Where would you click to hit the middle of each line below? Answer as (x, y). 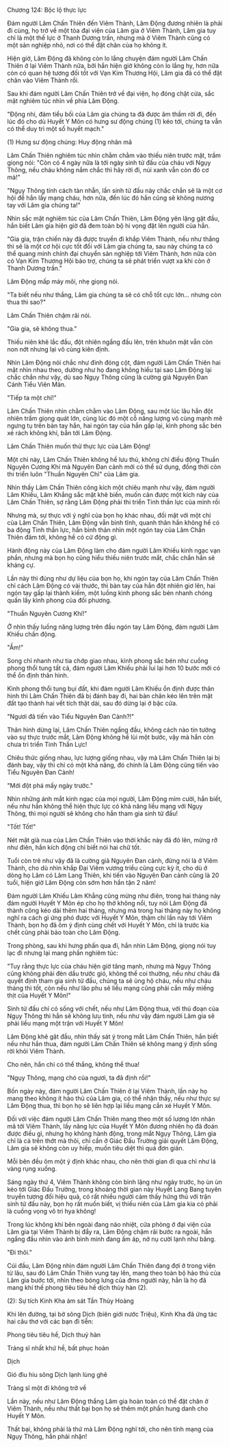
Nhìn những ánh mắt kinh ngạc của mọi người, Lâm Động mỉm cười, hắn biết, (114, 799)
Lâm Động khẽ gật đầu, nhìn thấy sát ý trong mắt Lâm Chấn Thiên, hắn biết (113, 1037)
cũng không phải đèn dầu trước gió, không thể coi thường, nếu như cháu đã (113, 973)
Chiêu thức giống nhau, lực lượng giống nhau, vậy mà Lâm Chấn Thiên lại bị (113, 757)
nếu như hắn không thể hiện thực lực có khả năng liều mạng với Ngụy (105, 806)
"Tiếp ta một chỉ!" (32, 398)
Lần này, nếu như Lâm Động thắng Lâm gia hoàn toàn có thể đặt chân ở (108, 1401)
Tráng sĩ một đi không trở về (47, 1388)
